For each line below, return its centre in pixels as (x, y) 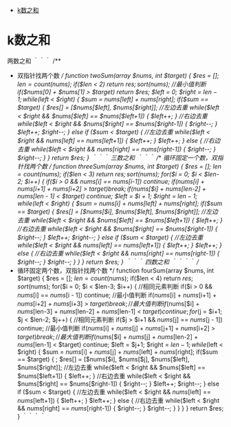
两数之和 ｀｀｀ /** (34, 61)
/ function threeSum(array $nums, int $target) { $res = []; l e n (135, 166)
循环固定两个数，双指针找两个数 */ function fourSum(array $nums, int (115, 270)
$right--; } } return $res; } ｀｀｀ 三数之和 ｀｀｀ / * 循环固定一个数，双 (117, 158)
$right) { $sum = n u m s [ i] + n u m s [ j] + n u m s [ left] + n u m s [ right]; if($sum (118, 352)
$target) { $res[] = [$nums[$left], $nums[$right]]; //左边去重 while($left (118, 107)
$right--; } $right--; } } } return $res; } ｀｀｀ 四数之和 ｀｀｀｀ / (108, 262)
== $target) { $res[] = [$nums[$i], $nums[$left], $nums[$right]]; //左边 (118, 211)
